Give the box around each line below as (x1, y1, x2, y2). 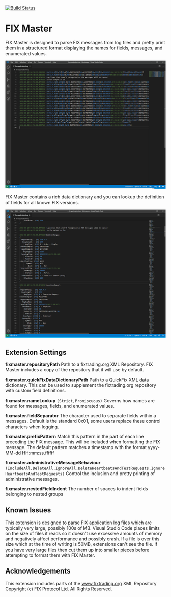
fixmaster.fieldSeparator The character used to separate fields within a (5, 412, 156, 418)
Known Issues (5, 506, 51, 515)
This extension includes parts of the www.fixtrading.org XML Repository (5, 580, 157, 586)
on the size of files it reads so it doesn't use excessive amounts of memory (5, 530, 162, 536)
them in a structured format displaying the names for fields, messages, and (5, 45, 163, 51)
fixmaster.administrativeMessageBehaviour (5, 459, 101, 465)
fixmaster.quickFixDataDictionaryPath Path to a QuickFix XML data (5, 377, 149, 383)
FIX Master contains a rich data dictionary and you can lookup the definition (5, 194, 164, 200)
